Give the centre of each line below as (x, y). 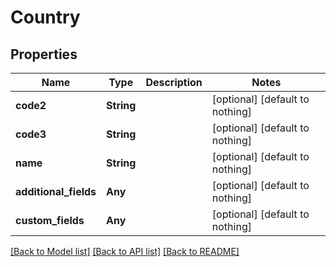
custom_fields (50, 220)
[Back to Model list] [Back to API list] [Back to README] (125, 251)
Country (45, 17)
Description (174, 82)
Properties (44, 54)
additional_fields (56, 191)
